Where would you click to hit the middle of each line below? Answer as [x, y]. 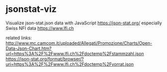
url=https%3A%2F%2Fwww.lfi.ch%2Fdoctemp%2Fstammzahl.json [75, 54]
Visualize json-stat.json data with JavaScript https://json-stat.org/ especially [84, 23]
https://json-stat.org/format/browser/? [45, 59]
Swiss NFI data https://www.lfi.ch [40, 28]
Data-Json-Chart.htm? [29, 48]
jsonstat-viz [31, 9]
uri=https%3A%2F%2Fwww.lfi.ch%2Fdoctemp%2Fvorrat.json [70, 64]
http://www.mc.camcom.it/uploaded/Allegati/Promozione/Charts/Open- [79, 43]
